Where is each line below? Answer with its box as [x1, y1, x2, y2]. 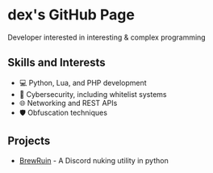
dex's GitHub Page [7, 6, 135, 24]
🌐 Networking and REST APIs [19, 98, 118, 108]
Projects [7, 134, 51, 148]
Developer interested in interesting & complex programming [7, 32, 207, 42]
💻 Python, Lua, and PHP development [19, 78, 147, 87]
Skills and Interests [7, 56, 106, 70]
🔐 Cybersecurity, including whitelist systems [19, 89, 167, 99]
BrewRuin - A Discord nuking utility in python [19, 155, 169, 165]
